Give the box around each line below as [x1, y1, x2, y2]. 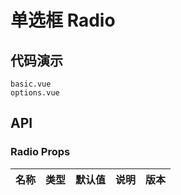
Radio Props [10, 145, 71, 159]
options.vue [10, 88, 60, 98]
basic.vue [10, 79, 52, 89]
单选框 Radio [10, 9, 116, 32]
